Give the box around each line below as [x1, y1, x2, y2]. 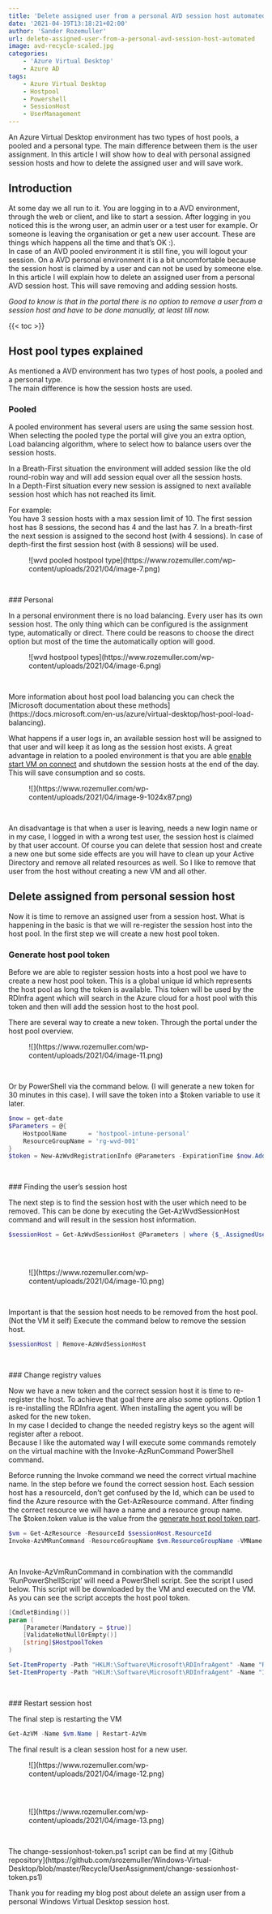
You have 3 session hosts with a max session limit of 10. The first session [8, 513, 253, 524]
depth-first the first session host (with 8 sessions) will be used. [8, 539, 219, 549]
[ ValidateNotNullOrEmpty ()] [23, 1631, 117, 1640]
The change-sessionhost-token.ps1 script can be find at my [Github [8, 1846, 234, 1856]
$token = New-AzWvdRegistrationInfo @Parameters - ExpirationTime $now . [8, 1152, 255, 1161]
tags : [8, 72, 27, 80]
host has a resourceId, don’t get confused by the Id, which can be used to [8, 1488, 255, 1498]
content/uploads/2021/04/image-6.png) [28, 661, 162, 670]
